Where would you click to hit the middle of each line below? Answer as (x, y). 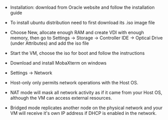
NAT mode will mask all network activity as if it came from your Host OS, (86, 93)
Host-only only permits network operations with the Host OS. (74, 83)
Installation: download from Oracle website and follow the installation (82, 7)
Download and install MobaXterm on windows (58, 63)
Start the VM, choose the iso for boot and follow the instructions (77, 53)
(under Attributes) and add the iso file (49, 43)
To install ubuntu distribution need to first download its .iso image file (82, 23)
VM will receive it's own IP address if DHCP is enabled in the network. (83, 113)
